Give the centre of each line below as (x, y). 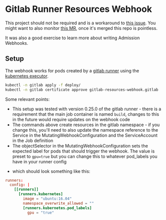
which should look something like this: (51, 171)
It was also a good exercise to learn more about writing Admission (73, 38)
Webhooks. (17, 43)
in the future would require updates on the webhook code (71, 119)
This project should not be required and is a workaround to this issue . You (81, 23)
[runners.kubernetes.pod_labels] (57, 208)
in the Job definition (33, 141)
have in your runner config (39, 161)
